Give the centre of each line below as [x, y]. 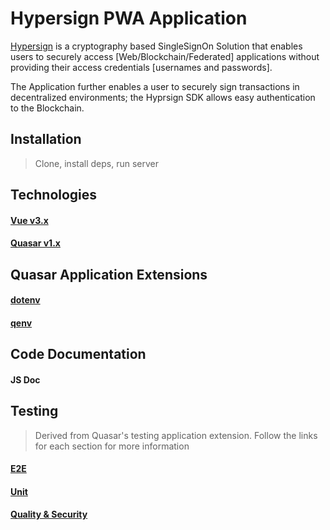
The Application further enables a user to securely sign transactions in [155, 86]
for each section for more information [112, 446]
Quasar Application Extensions [109, 274]
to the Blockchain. [47, 108]
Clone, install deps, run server [96, 163]
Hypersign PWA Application [129, 18]
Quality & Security [49, 514]
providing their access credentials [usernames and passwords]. [141, 67]
